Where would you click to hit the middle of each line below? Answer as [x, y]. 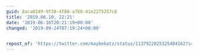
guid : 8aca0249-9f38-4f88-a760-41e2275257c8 [62, 11]
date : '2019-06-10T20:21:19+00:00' [50, 22]
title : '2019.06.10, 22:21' [41, 17]
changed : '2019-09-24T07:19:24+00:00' [54, 28]
